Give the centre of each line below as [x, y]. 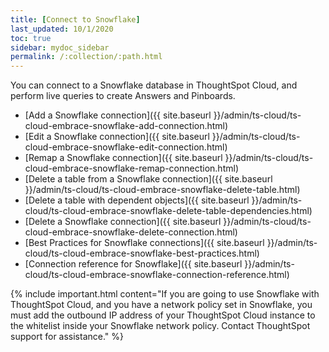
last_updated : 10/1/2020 [62, 29]
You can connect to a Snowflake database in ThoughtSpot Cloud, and [154, 85]
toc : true [31, 38]
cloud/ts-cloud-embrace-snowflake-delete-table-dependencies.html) [168, 211]
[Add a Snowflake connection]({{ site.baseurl [118, 115]
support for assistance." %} [67, 337]
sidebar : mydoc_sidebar [60, 47]
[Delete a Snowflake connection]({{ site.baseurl [123, 222]
